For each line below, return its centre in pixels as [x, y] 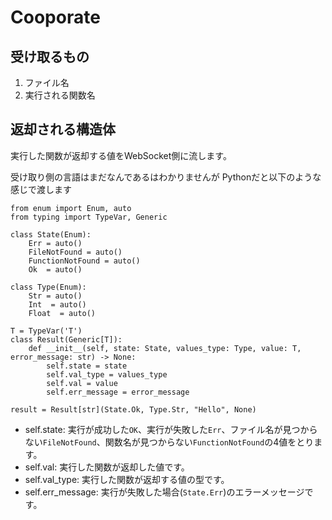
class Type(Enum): [48, 287]
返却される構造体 [63, 129]
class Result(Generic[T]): [66, 339]
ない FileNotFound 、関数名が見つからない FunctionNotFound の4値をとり [169, 442]
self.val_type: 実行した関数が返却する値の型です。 [127, 479]
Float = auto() [62, 313]
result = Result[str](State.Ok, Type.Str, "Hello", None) [133, 409]
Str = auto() [55, 296]
